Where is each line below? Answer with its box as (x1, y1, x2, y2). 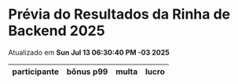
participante (12, 66, 60, 77)
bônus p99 (66, 66, 108, 77)
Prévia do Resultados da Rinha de (8, 5, 230, 23)
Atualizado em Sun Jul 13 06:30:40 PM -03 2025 (8, 47, 170, 57)
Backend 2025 (8, 22, 105, 40)
